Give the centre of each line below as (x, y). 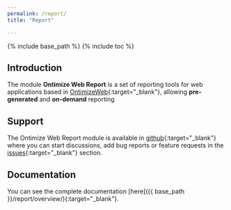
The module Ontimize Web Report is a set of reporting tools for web (105, 85)
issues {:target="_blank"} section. (55, 153)
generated (23, 99)
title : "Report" (31, 20)
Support (25, 121)
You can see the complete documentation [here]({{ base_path (96, 191)
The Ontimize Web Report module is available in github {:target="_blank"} (112, 138)
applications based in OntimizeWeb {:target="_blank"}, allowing (97, 92)
